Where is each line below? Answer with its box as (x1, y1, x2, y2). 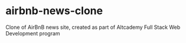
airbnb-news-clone (5, 4, 103, 18)
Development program (5, 29, 60, 37)
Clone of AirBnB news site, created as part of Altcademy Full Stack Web (5, 24, 181, 31)
